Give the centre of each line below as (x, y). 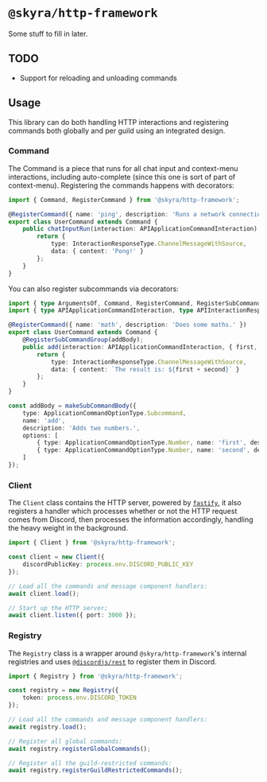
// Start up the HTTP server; (58, 608)
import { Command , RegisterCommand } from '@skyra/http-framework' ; (124, 200)
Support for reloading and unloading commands (98, 78)
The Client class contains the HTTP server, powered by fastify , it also (125, 503)
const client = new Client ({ (56, 557)
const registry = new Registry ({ (64, 691)
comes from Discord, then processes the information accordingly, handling (131, 519)
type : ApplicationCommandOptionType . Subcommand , (104, 413)
